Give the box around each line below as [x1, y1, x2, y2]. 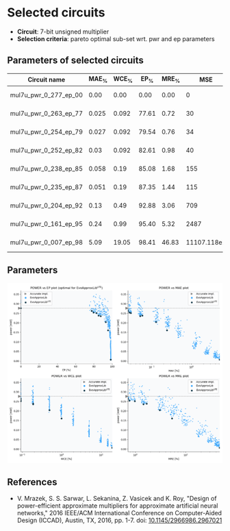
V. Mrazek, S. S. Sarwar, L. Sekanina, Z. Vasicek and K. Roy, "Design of [16, 495, 217, 503]
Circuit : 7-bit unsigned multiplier [16, 27, 110, 36]
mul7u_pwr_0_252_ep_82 [10, 146, 84, 154]
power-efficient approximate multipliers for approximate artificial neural [16, 502, 218, 510]
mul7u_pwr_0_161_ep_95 [10, 220, 84, 228]
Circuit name [27, 75, 66, 84]
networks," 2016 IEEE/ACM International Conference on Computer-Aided [16, 509, 222, 517]
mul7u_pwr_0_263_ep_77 [10, 109, 84, 117]
